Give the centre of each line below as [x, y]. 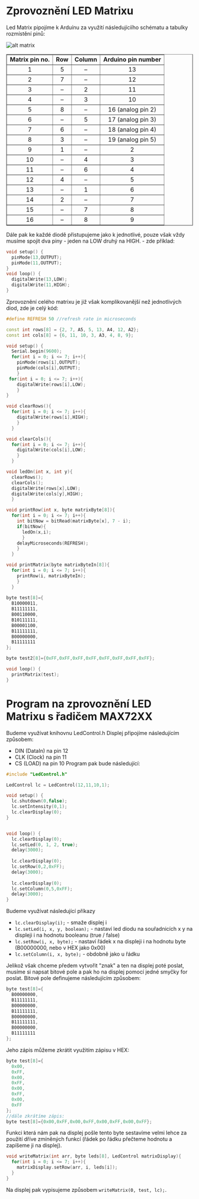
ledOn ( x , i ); [36, 532]
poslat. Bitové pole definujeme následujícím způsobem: [73, 978]
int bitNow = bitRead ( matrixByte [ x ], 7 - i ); [74, 521]
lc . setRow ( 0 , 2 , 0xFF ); [38, 867]
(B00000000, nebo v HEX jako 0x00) [60, 948]
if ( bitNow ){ [31, 526]
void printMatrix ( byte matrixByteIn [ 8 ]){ [58, 565]
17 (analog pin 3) [132, 119]
